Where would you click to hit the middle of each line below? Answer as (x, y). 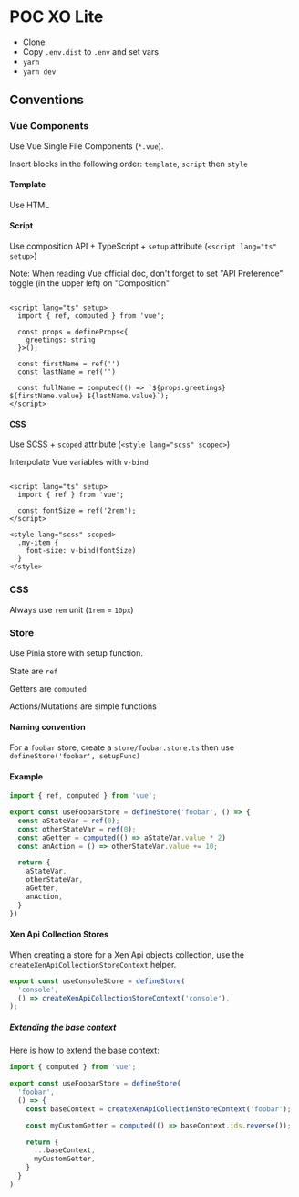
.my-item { (38, 543)
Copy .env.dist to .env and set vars (91, 51)
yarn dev (39, 72)
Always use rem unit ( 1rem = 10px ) (72, 609)
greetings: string (61, 340)
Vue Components (49, 126)
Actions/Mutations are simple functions (83, 706)
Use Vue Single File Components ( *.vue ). (87, 146)
